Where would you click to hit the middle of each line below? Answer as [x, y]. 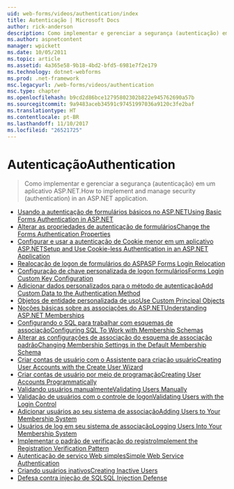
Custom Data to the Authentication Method [79, 294]
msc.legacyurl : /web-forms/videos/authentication [81, 85]
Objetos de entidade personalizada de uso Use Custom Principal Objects [121, 300]
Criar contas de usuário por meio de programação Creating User [109, 375]
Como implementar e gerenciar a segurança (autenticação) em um [120, 184]
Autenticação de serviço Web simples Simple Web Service [101, 456]
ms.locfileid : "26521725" [45, 130]
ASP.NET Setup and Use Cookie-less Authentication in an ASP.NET [113, 249]
